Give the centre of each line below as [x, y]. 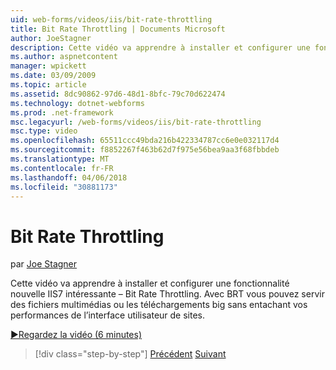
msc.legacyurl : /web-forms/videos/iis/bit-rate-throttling [136, 122]
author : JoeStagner [51, 38]
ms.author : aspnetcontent [64, 57]
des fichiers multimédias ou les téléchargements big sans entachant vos [159, 305]
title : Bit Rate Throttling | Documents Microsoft [118, 29]
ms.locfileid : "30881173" [64, 187]
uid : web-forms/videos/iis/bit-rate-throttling [111, 19]
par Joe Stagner [44, 264]
